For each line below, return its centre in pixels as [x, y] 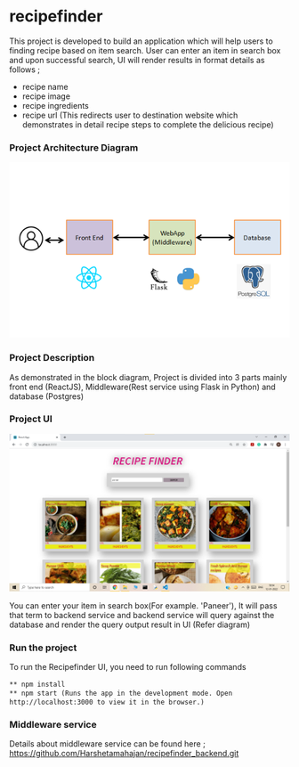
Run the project [43, 648]
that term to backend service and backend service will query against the [142, 615]
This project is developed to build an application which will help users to [141, 41]
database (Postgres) [47, 396]
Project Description [52, 358]
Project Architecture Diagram [74, 147]
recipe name [45, 86]
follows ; [25, 69]
